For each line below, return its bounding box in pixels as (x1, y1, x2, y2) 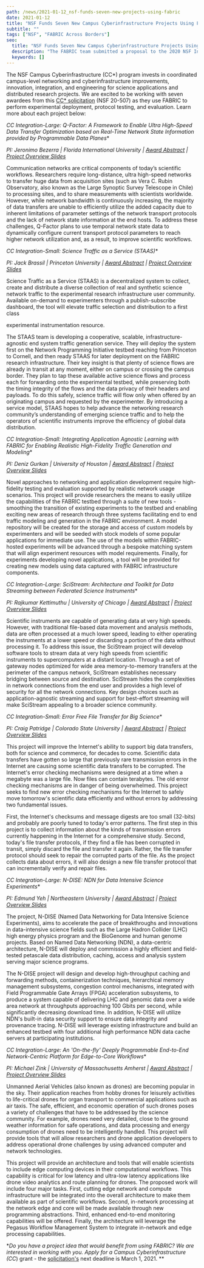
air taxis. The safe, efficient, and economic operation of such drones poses (6, 1102, 194, 1109)
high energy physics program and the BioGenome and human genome (6, 932, 182, 940)
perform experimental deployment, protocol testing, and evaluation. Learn (6, 103, 191, 110)
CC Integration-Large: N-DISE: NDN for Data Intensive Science (6, 876, 164, 884)
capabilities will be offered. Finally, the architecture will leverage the (6, 1217, 176, 1224)
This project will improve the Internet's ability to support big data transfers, (6, 743, 193, 750)
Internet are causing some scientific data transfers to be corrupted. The (6, 762, 186, 769)
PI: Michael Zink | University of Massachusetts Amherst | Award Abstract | (6, 1064, 192, 1072)
